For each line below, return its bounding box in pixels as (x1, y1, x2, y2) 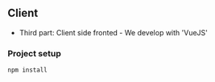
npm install (7, 66, 48, 75)
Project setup (7, 47, 61, 59)
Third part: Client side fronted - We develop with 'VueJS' (19, 27, 209, 37)
